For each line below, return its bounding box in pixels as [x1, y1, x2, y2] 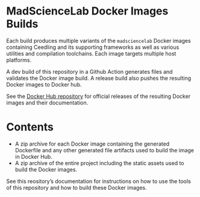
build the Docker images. [14, 166, 77, 173]
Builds [6, 17, 39, 31]
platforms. [6, 56, 32, 63]
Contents [6, 120, 54, 134]
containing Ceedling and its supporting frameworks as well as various [6, 44, 180, 51]
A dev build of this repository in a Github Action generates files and [6, 68, 173, 75]
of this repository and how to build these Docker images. [6, 184, 147, 191]
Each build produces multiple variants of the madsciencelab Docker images [6, 37, 191, 44]
